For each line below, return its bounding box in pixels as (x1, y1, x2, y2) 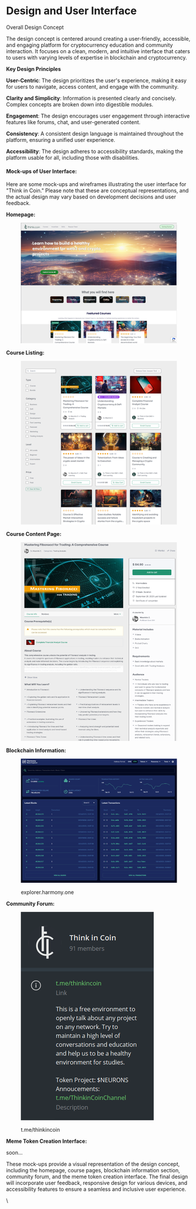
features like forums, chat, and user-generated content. (6, 118, 141, 125)
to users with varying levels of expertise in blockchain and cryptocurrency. (6, 54, 187, 61)
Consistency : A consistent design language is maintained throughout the (6, 130, 184, 137)
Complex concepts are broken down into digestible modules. (6, 100, 154, 108)
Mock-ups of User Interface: (6, 167, 77, 175)
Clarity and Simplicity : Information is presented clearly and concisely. (6, 95, 177, 102)
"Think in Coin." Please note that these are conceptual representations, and (6, 187, 189, 194)
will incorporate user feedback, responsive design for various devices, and (6, 1179, 188, 1187)
